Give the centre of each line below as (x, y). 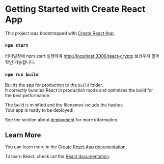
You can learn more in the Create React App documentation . (66, 147)
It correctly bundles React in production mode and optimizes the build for (79, 90)
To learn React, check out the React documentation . (58, 157)
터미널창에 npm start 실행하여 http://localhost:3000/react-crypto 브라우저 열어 (82, 56)
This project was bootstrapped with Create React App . (60, 33)
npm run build (22, 75)
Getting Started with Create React (75, 9)
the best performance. (28, 95)
